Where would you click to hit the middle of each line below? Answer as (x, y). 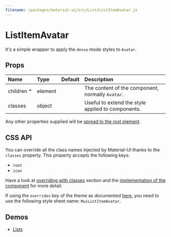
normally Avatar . (104, 95)
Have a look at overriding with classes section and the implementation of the (85, 181)
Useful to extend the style (115, 103)
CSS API (19, 138)
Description (99, 79)
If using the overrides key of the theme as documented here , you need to (82, 196)
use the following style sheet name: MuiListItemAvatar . (63, 201)
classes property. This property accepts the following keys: (67, 155)
